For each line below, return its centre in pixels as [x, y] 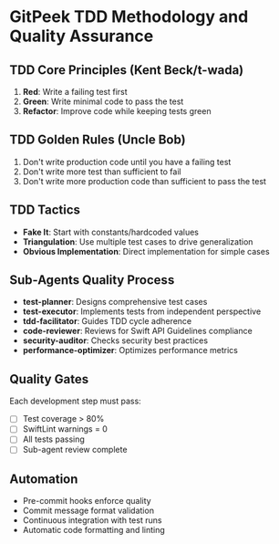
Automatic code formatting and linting [94, 530]
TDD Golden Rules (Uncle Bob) [98, 140]
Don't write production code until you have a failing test [127, 162]
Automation [44, 479]
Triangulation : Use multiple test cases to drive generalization [138, 241]
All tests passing [53, 439]
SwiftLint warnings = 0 [65, 429]
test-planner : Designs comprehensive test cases [115, 302]
